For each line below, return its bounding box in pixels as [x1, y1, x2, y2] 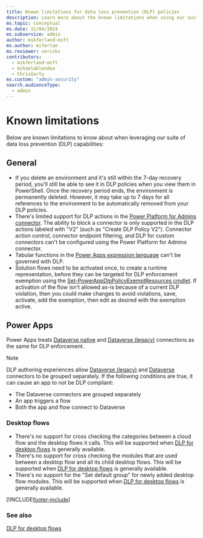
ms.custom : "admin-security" [6, 76, 80, 82]
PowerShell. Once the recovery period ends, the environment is [14, 187, 173, 194]
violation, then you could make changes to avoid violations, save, [14, 290, 177, 297]
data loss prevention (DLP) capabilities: [6, 140, 104, 147]
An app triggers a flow [14, 397, 71, 405]
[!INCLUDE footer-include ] [6, 496, 71, 503]
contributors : [6, 54, 42, 60]
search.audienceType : [6, 82, 61, 88]
